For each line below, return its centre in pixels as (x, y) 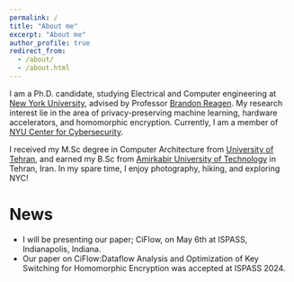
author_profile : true (50, 43)
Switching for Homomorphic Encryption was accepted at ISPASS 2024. (154, 268)
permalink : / (34, 18)
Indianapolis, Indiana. (62, 249)
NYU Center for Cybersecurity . (67, 132)
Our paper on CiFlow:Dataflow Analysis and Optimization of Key (140, 259)
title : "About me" (44, 26)
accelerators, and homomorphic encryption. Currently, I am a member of (144, 122)
